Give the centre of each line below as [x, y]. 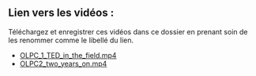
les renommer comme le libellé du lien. [71, 40]
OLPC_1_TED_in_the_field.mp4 [68, 55]
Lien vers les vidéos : [61, 13]
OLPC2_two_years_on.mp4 [63, 63]
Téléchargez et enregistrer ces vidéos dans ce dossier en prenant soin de [128, 31]
